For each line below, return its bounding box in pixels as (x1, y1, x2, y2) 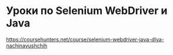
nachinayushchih (6, 42, 48, 49)
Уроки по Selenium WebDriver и (6, 4, 168, 18)
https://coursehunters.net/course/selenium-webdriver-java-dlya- (6, 36, 164, 43)
